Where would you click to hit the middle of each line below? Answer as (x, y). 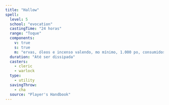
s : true (22, 47)
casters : (19, 62)
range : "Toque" (26, 33)
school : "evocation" (31, 24)
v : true (22, 43)
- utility (25, 80)
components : (22, 38)
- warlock (25, 71)
